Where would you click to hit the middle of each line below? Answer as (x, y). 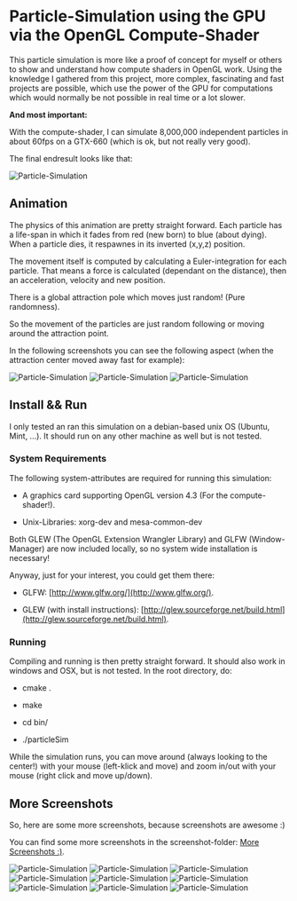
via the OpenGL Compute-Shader (134, 35)
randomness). (35, 306)
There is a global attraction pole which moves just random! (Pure (127, 297)
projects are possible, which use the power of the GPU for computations (141, 88)
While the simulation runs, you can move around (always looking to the (138, 757)
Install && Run (48, 405)
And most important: (48, 115)
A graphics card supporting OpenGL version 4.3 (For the (125, 495)
